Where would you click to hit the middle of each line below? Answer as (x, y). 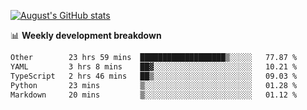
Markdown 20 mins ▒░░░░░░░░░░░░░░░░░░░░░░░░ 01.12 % (154, 95)
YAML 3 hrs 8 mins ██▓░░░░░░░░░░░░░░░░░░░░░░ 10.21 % (154, 66)
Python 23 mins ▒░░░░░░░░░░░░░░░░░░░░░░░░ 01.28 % (154, 85)
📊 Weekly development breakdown (86, 35)
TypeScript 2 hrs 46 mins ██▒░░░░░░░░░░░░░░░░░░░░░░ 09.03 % (154, 76)
